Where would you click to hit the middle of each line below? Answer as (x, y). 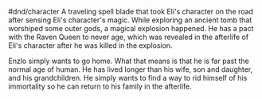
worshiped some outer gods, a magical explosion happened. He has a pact (131, 28)
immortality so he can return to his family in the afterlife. (100, 86)
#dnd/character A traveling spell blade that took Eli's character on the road (131, 12)
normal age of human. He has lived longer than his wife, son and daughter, (131, 69)
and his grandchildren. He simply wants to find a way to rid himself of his (128, 78)
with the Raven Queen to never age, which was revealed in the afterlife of (129, 37)
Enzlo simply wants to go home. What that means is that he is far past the (129, 61)
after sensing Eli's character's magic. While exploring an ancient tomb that (130, 20)
